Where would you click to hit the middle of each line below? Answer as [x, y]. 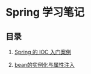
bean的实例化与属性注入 [44, 65]
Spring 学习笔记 [45, 12]
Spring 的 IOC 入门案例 [43, 52]
